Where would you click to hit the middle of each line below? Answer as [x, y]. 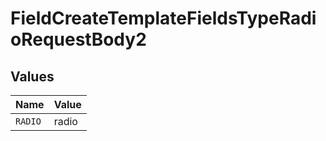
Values [32, 76]
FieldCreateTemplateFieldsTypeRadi [163, 18]
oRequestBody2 [78, 39]
